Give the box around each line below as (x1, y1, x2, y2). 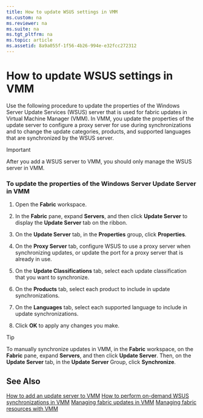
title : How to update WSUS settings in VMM (6, 9, 118, 15)
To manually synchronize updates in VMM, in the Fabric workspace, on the (6, 346, 194, 353)
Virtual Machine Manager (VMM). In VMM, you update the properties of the (6, 115, 194, 122)
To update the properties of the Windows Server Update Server (6, 179, 196, 188)
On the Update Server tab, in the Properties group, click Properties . (15, 231, 187, 238)
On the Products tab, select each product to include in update (15, 286, 170, 293)
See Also (6, 376, 41, 386)
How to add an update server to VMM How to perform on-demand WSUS (6, 392, 189, 399)
